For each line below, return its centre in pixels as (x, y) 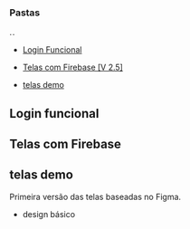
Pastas (25, 13)
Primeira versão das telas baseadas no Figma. (95, 196)
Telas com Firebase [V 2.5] (73, 67)
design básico (48, 214)
